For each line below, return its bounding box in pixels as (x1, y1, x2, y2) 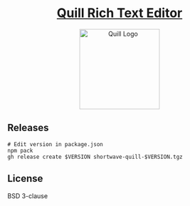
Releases (7, 122, 49, 134)
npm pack (7, 147, 33, 154)
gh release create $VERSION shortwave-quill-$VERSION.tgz (7, 153, 183, 160)
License (7, 172, 43, 185)
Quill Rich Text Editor (56, 5, 183, 21)
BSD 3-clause (7, 191, 48, 200)
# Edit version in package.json (7, 140, 103, 148)
